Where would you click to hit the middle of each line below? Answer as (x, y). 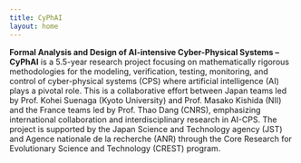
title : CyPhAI (36, 18)
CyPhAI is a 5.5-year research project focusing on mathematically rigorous (150, 62)
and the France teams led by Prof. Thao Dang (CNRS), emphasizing (135, 110)
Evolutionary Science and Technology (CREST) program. (115, 148)
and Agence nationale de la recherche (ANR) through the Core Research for (151, 139)
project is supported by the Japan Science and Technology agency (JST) (146, 129)
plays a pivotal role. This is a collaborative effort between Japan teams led (148, 91)
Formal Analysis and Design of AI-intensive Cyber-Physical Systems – (144, 52)
